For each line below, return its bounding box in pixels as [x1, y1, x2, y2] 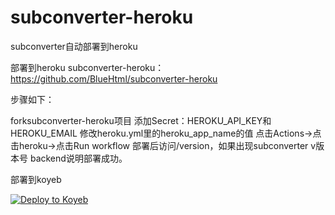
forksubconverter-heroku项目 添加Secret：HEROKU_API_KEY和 [10, 114, 272, 126]
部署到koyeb [10, 173, 62, 185]
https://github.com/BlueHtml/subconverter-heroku [10, 72, 218, 85]
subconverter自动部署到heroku [10, 40, 138, 52]
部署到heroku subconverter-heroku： [10, 61, 165, 73]
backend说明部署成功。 [29, 152, 128, 164]
